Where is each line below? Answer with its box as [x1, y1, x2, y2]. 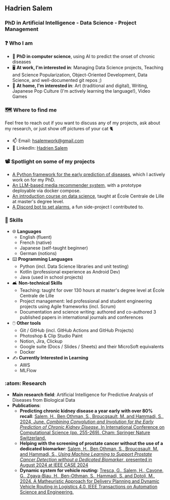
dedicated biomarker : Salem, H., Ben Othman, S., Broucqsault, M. [19, 446, 159, 452]
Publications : [12, 402, 41, 408]
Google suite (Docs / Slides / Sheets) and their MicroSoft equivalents [19, 343, 164, 349]
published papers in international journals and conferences [19, 314, 144, 320]
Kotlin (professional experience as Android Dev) [19, 268, 121, 274]
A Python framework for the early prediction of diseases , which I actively [12, 172, 165, 178]
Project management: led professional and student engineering [19, 298, 152, 304]
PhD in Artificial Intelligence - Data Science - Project [5, 19, 137, 26]
